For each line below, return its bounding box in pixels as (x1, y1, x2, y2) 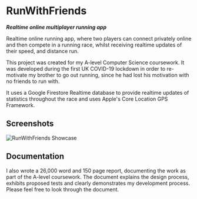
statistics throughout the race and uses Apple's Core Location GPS (6, 95, 168, 102)
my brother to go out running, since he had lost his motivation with (28, 71, 189, 78)
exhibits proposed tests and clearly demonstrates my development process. (6, 180, 190, 187)
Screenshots (6, 119, 54, 129)
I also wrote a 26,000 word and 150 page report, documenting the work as (6, 167, 186, 174)
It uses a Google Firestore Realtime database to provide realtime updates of (6, 89, 189, 96)
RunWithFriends (6, 4, 87, 18)
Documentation (6, 151, 65, 161)
